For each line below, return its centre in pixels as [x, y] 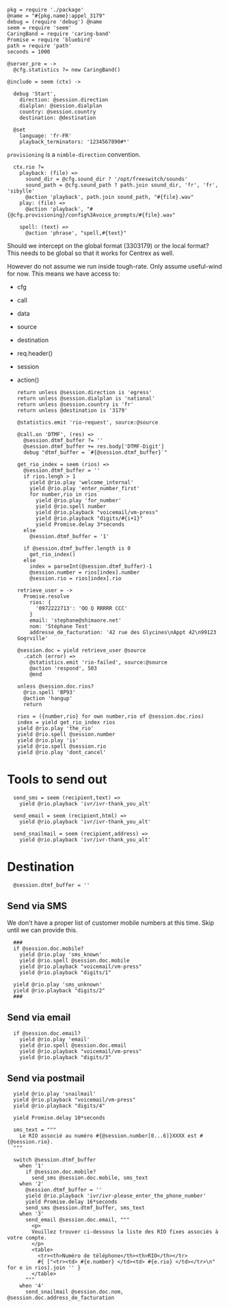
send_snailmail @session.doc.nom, [75, 1292]
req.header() [35, 353]
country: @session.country [58, 112]
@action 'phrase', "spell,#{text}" [76, 233]
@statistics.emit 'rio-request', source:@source [87, 422]
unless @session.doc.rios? [55, 686]
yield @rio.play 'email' [55, 1039]
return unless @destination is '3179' [72, 411]
